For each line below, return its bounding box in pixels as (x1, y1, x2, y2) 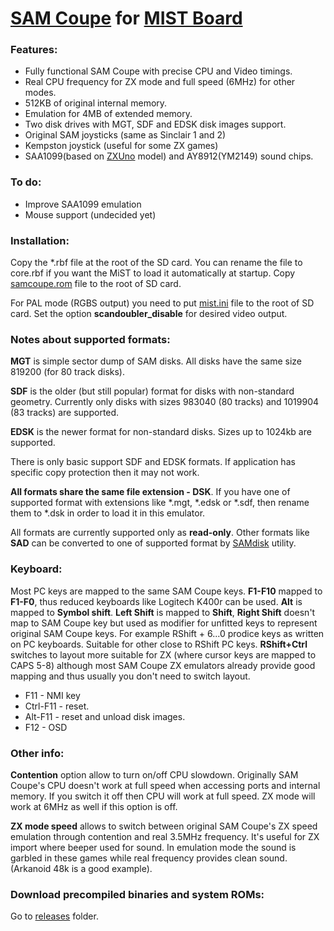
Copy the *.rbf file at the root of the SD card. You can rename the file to (10, 257, 303, 269)
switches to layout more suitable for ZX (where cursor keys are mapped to (10, 648, 317, 661)
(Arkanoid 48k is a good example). (10, 862, 153, 874)
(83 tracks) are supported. (10, 407, 120, 419)
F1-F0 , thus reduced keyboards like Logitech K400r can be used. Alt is (10, 595, 303, 607)
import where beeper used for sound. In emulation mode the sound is (10, 841, 297, 853)
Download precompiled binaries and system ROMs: (10, 887, 265, 901)
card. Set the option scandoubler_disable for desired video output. (10, 308, 288, 320)
